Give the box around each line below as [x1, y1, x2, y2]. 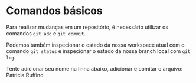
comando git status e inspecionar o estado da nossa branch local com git [6, 47, 191, 54]
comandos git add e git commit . [6, 29, 86, 36]
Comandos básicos [6, 4, 103, 18]
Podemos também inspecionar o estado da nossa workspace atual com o [6, 41, 185, 48]
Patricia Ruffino [6, 71, 44, 78]
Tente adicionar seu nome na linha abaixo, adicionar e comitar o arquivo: [6, 65, 183, 72]
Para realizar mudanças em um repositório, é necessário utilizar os [6, 24, 169, 31]
